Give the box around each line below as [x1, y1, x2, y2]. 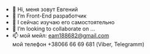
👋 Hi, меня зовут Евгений [12, 6, 78, 13]
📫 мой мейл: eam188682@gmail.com [12, 32, 109, 39]
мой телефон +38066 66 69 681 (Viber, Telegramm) [12, 41, 145, 48]
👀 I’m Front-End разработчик [12, 12, 87, 19]
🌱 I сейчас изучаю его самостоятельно [12, 19, 115, 25]
